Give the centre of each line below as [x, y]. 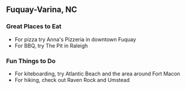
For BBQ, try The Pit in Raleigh [51, 45]
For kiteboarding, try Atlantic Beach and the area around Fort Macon [97, 74]
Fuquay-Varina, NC [42, 10]
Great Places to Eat [34, 27]
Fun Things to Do [31, 61]
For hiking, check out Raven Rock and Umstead [72, 80]
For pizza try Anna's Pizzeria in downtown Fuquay [75, 39]
